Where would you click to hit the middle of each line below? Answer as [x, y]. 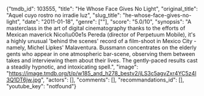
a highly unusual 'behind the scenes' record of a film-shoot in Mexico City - [101, 41]
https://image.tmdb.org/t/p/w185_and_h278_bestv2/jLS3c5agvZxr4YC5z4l [103, 73]
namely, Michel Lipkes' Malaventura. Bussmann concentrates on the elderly [101, 47]
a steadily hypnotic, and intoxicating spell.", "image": [72, 67]
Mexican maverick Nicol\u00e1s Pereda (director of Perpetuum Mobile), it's [101, 35]
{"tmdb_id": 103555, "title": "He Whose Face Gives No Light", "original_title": [102, 9]
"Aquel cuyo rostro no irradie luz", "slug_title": [64, 15]
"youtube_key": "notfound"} [42, 86]
